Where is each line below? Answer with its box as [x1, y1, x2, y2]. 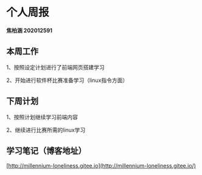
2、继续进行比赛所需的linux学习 [6, 126, 86, 134]
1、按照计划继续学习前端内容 [6, 113, 78, 120]
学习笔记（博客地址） [6, 145, 86, 156]
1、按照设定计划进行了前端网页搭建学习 [6, 63, 105, 70]
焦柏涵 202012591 [6, 27, 53, 34]
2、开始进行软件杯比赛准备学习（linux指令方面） [6, 77, 128, 84]
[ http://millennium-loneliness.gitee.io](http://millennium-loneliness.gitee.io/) [6, 162, 197, 170]
